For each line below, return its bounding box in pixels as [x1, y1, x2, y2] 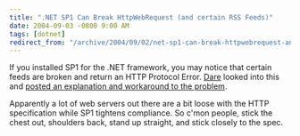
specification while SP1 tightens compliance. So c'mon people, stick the [9, 108, 273, 118]
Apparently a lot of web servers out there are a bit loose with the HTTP [9, 99, 270, 109]
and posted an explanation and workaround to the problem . [9, 81, 228, 92]
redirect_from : [9, 37, 66, 47]
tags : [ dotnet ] [9, 29, 66, 38]
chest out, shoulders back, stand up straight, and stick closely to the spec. [9, 117, 284, 128]
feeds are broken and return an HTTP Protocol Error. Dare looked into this [9, 72, 279, 83]
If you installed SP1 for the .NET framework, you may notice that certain [9, 62, 272, 73]
